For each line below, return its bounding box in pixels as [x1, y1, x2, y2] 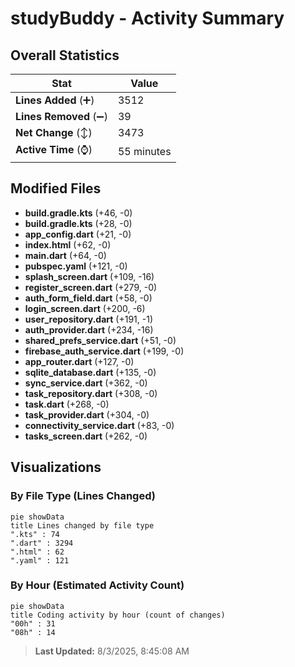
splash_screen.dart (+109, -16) [24, 270, 155, 282]
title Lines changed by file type [10, 520, 155, 531]
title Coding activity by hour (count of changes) [10, 610, 226, 620]
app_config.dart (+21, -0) [24, 228, 132, 240]
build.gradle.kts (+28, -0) [24, 217, 133, 229]
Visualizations [10, 459, 102, 476]
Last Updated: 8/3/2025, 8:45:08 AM [34, 645, 190, 657]
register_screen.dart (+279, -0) [24, 281, 158, 293]
